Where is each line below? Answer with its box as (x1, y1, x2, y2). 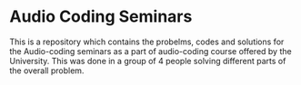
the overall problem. (9, 65, 85, 76)
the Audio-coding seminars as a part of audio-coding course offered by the (9, 45, 293, 56)
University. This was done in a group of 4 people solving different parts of (9, 55, 286, 66)
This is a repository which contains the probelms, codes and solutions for (9, 36, 285, 47)
